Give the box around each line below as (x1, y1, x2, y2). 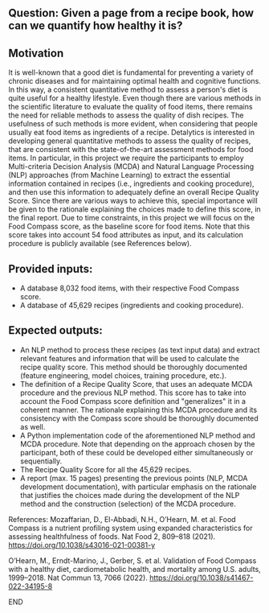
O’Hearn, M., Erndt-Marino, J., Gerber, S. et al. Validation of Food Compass (8, 555, 257, 566)
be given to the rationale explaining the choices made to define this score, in (8, 204, 261, 214)
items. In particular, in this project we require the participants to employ (8, 153, 244, 163)
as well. (19, 422, 46, 431)
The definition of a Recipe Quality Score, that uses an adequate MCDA (19, 379, 253, 389)
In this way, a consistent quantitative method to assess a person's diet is (8, 84, 248, 95)
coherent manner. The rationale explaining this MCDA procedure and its (19, 405, 258, 414)
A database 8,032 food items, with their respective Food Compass (19, 283, 239, 293)
